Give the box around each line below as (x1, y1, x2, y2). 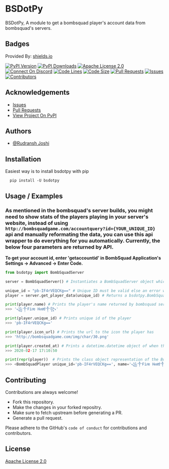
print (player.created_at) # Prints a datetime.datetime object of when (5, 343, 158, 348)
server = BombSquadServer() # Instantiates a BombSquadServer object (5, 279, 154, 284)
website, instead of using (5, 219, 68, 226)
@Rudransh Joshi (12, 140, 49, 146)
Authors (5, 127, 32, 135)
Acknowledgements (5, 88, 70, 97)
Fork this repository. (12, 399, 54, 405)
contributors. (5, 430, 32, 436)
